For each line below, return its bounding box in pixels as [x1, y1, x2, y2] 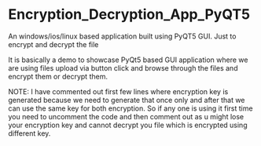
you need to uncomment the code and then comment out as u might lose [8, 111, 244, 121]
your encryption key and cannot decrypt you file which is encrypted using [8, 120, 248, 130]
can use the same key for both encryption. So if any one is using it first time [8, 104, 253, 113]
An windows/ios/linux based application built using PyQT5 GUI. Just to [8, 31, 237, 41]
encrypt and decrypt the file [8, 39, 99, 49]
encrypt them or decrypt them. [8, 71, 108, 81]
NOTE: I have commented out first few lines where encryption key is [8, 86, 229, 96]
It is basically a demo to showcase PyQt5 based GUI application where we [8, 55, 248, 64]
